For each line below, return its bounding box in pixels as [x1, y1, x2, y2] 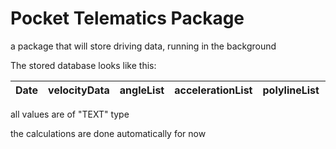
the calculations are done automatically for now [10, 127, 207, 139]
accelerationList [174, 83, 253, 97]
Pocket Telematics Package [10, 7, 245, 30]
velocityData [48, 83, 110, 97]
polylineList [262, 83, 320, 97]
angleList [119, 83, 165, 97]
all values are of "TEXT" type [10, 108, 130, 120]
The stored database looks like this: [10, 59, 157, 71]
